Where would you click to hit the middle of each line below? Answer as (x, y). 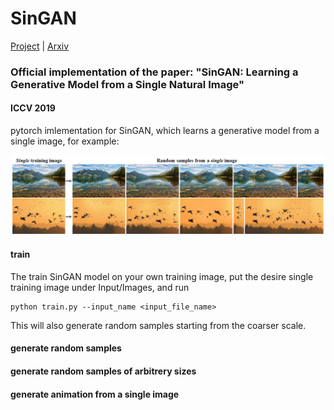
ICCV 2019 (33, 108)
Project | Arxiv (40, 46)
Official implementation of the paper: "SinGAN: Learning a (154, 72)
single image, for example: (65, 141)
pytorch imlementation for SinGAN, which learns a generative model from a (165, 131)
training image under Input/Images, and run (100, 287)
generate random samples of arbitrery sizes (103, 371)
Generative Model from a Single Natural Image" (127, 84)
